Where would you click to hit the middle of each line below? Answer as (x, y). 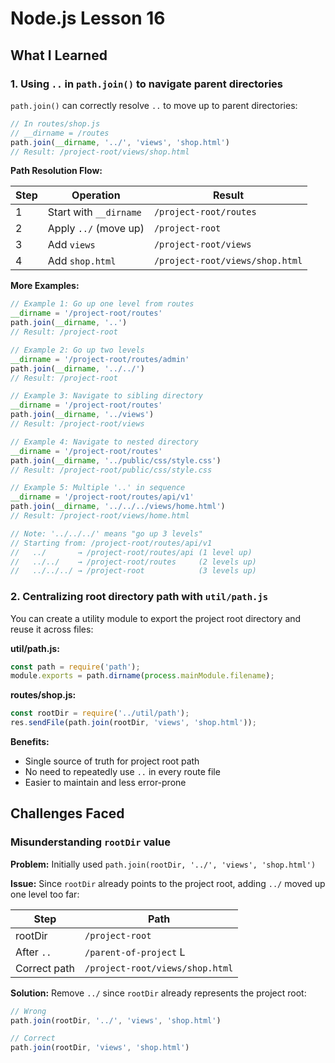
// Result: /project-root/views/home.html (100, 516)
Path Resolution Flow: (56, 171)
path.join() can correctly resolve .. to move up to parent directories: (154, 105)
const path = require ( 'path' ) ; (75, 667)
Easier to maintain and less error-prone (105, 783)
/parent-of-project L (135, 952)
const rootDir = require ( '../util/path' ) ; (100, 713)
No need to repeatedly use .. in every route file (122, 772)
